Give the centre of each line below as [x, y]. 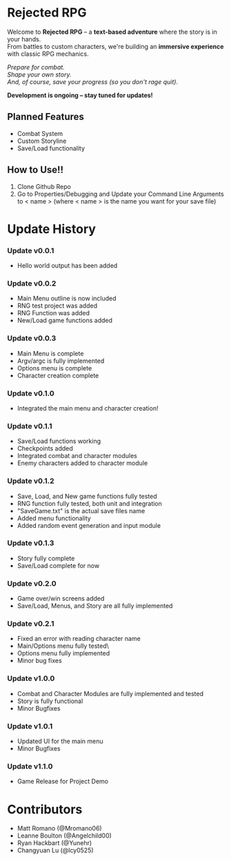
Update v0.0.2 [32, 283]
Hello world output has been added [67, 266]
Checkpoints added [45, 448]
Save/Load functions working [59, 441]
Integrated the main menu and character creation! [88, 408]
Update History [52, 229]
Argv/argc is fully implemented [61, 361]
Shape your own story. [39, 75]
